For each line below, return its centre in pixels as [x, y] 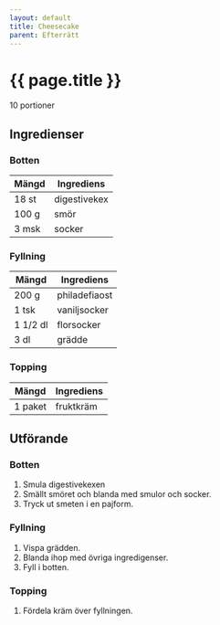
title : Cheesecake [44, 26]
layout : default [40, 18]
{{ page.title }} [66, 80]
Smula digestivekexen [64, 484]
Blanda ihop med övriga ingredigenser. [95, 557]
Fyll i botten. [46, 567]
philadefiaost [85, 295]
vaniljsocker [83, 310]
